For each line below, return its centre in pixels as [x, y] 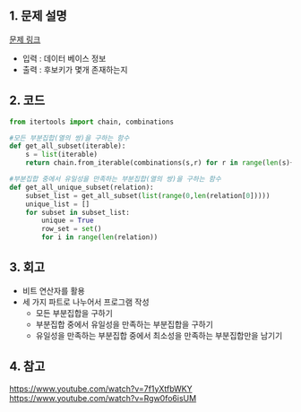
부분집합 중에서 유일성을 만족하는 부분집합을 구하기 [124, 324]
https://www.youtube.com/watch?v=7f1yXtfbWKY [101, 389]
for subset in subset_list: [77, 212]
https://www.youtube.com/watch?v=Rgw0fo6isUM [103, 398]
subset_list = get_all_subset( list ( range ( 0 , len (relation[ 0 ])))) [148, 195]
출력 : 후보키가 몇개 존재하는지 [75, 69]
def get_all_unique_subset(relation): [82, 187]
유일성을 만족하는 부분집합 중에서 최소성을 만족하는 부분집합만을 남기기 [159, 335]
